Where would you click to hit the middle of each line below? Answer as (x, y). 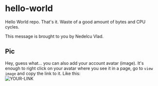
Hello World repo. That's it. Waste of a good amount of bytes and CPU (75, 22)
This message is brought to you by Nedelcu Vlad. (54, 36)
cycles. (12, 27)
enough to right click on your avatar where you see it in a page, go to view (79, 68)
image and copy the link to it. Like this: (43, 73)
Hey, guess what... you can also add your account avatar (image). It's (75, 63)
